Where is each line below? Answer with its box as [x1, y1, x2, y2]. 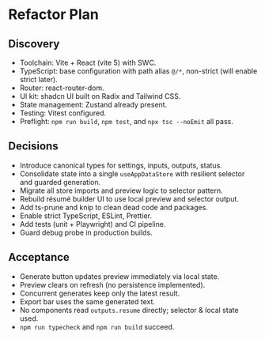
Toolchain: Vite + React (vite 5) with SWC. [19, 58, 157, 67]
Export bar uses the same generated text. [19, 296, 156, 306]
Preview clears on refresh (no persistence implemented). [19, 280, 206, 289]
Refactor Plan [8, 6, 99, 24]
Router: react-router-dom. [19, 83, 104, 92]
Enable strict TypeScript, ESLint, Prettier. [19, 211, 153, 220]
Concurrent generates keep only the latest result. [19, 288, 180, 298]
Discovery [8, 37, 60, 51]
